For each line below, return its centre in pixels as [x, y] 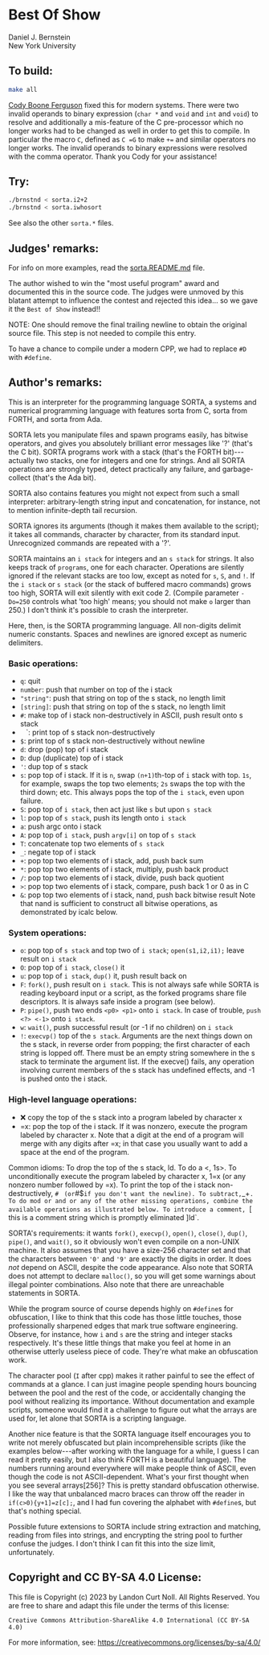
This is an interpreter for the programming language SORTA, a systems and [132, 402]
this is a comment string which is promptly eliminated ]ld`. [104, 1217]
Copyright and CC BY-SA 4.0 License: [105, 1577]
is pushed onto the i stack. [64, 1079]
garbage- [238, 469]
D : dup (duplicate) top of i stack [71, 758]
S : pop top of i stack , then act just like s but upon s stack [116, 809]
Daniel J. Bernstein [39, 37]
